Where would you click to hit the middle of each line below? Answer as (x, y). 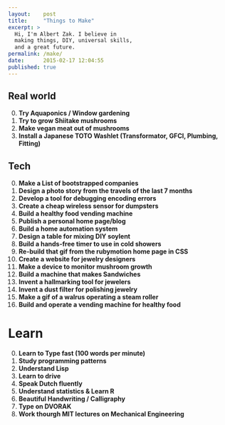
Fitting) (30, 144)
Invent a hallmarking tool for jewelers (74, 282)
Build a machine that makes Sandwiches (79, 274)
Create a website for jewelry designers (77, 259)
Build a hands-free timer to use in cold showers (90, 244)
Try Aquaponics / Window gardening (74, 113)
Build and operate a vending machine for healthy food (99, 305)
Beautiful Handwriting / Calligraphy (72, 399)
